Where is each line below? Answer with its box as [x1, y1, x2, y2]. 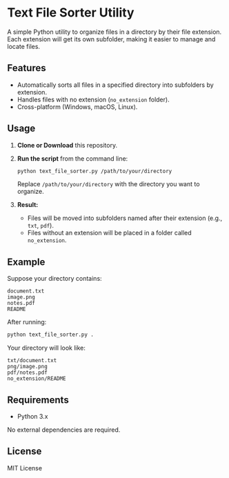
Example [7, 256, 46, 268]
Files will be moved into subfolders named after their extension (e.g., [27, 214, 223, 222]
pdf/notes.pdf [7, 369, 48, 377]
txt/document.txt [7, 357, 57, 364]
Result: [17, 201, 39, 209]
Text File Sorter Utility [7, 5, 135, 21]
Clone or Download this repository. [17, 141, 118, 149]
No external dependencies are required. [7, 426, 121, 434]
